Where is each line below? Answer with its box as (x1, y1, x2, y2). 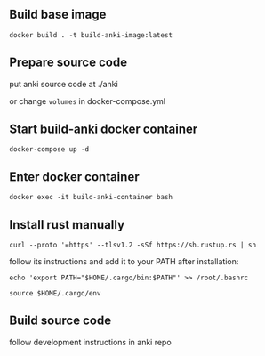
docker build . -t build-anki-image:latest (9, 30, 173, 39)
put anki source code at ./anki (9, 78, 118, 89)
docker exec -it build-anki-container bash (9, 193, 173, 202)
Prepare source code (9, 55, 127, 70)
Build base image (9, 7, 107, 22)
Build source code (9, 313, 112, 328)
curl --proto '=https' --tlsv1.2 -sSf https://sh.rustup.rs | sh (9, 240, 256, 250)
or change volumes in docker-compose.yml (9, 95, 166, 106)
